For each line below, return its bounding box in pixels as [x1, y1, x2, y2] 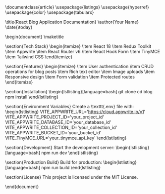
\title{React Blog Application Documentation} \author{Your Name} [5, 19, 139, 25]
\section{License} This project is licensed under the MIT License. [5, 174, 138, 180]
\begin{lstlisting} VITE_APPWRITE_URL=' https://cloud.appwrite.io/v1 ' [5, 109, 146, 115]
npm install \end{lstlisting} [5, 94, 58, 100]
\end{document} [5, 184, 39, 190]
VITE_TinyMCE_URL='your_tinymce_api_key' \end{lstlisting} [5, 135, 127, 141]
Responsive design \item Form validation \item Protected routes [5, 74, 135, 79]
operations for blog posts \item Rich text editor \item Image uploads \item [5, 69, 155, 75]
